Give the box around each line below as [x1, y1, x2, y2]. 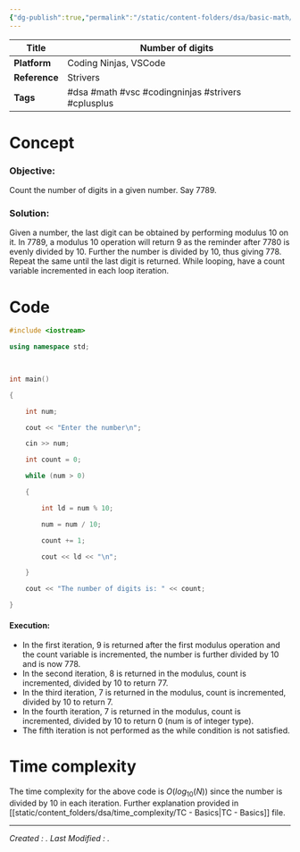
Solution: [9, 207, 50, 220]
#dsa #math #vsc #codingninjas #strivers [66, 86, 242, 98]
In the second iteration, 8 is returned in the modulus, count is [21, 668, 247, 679]
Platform [13, 56, 52, 69]
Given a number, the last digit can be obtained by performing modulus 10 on [9, 227, 288, 238]
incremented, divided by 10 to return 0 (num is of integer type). [21, 716, 254, 727]
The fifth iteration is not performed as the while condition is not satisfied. [21, 725, 290, 736]
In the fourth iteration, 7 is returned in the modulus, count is [21, 706, 241, 717]
